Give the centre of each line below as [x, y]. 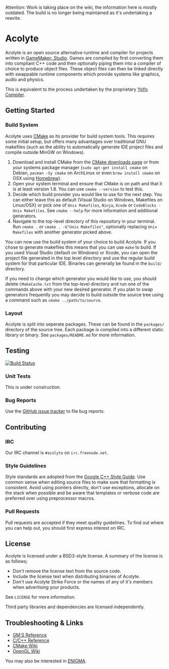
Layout [14, 313]
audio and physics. [25, 79]
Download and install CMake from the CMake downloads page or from [86, 162]
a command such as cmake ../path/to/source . [53, 300]
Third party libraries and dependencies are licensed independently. [75, 607]
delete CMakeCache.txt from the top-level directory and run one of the [77, 284]
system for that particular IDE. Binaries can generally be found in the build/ [84, 263]
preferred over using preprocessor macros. [50, 498]
